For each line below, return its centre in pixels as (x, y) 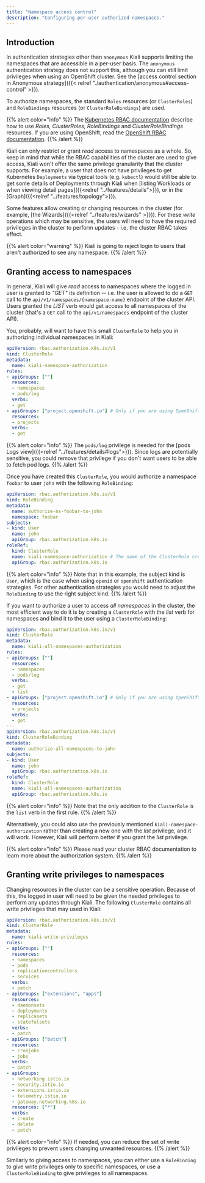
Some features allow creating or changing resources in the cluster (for (95, 208)
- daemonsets (28, 1005)
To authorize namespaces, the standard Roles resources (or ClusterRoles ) (100, 101)
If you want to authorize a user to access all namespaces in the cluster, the (101, 605)
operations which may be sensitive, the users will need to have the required (101, 221)
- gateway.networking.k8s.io (49, 1102)
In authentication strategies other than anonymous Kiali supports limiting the (100, 57)
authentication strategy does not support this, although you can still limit (97, 70)
